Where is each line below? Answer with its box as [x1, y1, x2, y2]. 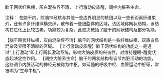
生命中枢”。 [20, 68, 43, 73]
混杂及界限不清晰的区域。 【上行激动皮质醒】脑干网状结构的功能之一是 [5, 43, 147, 49]
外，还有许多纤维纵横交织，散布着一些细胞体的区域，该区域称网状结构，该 [5, 21, 155, 26]
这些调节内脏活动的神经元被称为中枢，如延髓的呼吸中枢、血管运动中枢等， [5, 61, 155, 67]
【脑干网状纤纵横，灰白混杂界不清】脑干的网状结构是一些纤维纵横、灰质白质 [5, 37, 159, 43]
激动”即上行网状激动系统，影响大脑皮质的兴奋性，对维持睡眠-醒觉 [20, 49, 152, 55]
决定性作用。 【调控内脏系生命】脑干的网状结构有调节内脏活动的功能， [13, 56, 156, 61]
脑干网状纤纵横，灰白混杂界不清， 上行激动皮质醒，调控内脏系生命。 [5, 4, 143, 10]
